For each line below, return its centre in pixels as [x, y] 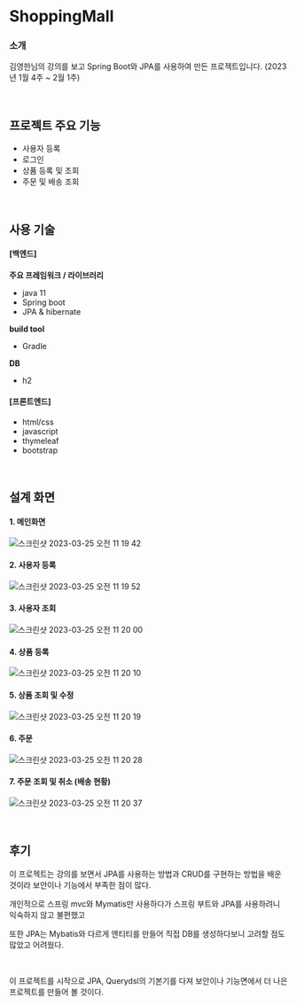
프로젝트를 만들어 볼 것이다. [57, 992]
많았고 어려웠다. [37, 945]
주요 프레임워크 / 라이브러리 [56, 275]
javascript [40, 432]
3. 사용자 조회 [33, 608]
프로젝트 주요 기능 [55, 125]
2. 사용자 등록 [33, 565]
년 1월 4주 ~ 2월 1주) [45, 78]
